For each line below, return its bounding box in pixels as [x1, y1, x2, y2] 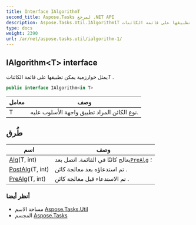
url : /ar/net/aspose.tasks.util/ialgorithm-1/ [6, 36, 122, 42]
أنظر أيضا [6, 192, 30, 200]
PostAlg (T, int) [9, 165, 49, 173]
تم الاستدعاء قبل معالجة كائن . [55, 174, 129, 183]
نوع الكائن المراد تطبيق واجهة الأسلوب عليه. [30, 108, 139, 116]
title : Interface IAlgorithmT [6, 8, 81, 15]
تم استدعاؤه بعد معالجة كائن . [55, 165, 128, 173]
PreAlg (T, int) [9, 174, 46, 183]
